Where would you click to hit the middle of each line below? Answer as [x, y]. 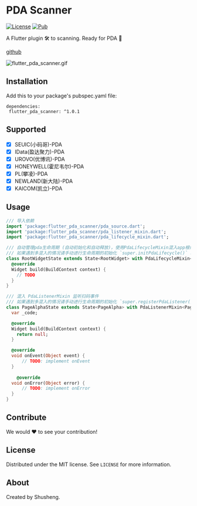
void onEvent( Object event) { [48, 356]
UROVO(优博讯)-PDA [40, 159]
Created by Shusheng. [33, 497]
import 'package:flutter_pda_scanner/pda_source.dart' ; [76, 226]
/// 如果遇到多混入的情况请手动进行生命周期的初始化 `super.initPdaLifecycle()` [97, 253]
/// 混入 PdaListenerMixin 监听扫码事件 [52, 297]
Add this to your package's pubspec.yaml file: [62, 96]
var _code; [25, 313]
